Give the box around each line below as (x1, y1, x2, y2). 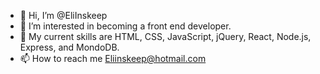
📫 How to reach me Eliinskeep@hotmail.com (19, 53, 207, 64)
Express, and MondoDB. (19, 41, 120, 53)
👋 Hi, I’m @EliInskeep (19, 10, 108, 21)
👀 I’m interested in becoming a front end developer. (19, 20, 232, 32)
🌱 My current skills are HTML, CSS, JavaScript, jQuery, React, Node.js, (19, 31, 312, 42)
